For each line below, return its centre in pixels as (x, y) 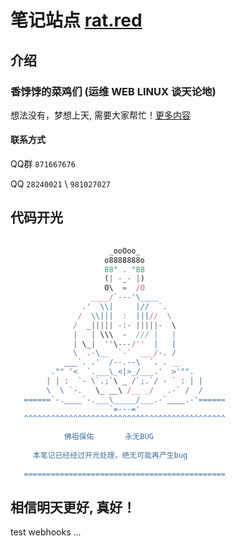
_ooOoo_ (124, 251)
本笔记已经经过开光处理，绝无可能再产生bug (110, 456)
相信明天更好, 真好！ (73, 507)
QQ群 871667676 (43, 164)
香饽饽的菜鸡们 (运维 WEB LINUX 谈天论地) (113, 91)
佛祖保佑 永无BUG (108, 437)
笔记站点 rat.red (76, 20)
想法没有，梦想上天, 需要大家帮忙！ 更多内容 (100, 115)
